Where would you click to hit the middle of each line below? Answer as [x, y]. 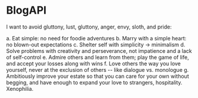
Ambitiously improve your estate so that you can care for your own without [98, 76]
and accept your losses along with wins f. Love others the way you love [94, 64]
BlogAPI [26, 10]
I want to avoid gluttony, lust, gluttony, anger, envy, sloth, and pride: [89, 27]
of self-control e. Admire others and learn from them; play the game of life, [98, 57]
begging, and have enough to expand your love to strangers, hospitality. [94, 82]
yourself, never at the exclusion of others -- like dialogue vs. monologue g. [98, 69]
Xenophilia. [20, 88]
